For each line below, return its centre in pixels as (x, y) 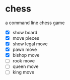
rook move (24, 61)
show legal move (30, 44)
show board (25, 32)
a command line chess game (35, 23)
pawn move (25, 50)
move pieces (26, 38)
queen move (25, 66)
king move (23, 72)
